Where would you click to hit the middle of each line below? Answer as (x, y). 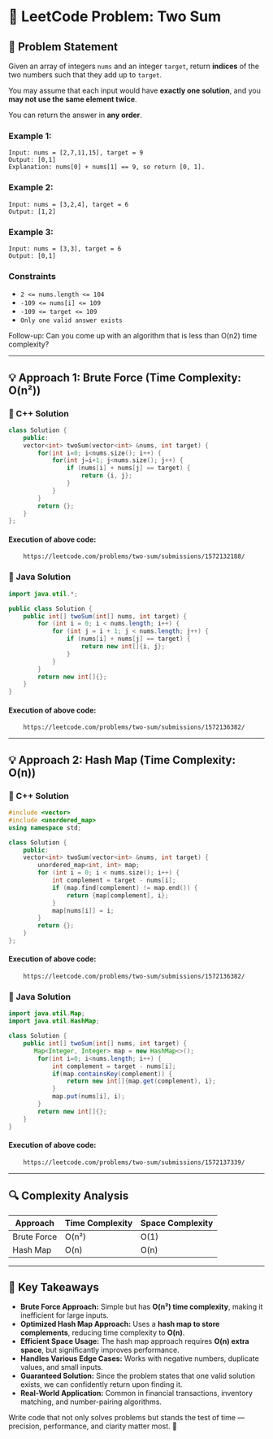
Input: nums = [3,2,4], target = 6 (69, 204)
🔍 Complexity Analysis (69, 1196)
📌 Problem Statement (63, 47)
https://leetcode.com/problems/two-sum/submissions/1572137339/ (134, 1162)
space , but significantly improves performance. (100, 1350)
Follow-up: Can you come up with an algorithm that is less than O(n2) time (133, 336)
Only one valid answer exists (71, 321)
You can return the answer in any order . (75, 115)
